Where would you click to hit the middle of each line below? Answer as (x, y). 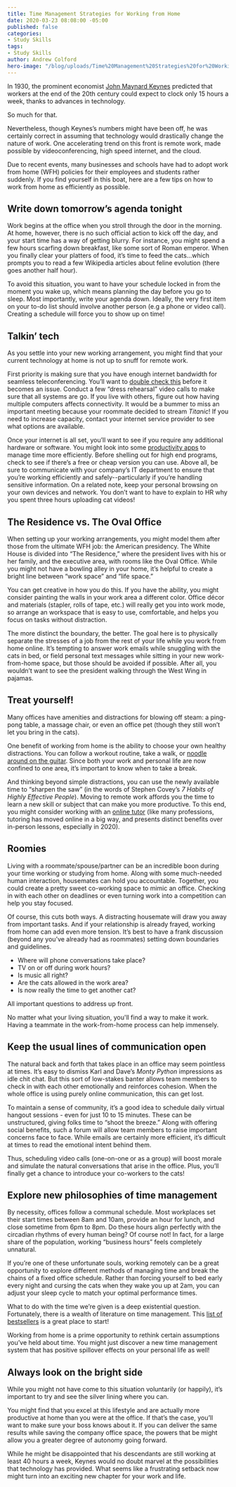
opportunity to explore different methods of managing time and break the (113, 1270)
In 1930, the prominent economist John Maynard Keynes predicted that (110, 86)
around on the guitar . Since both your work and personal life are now (107, 761)
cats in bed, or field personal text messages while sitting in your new (106, 656)
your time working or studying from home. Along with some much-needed (115, 873)
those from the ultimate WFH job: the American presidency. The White (109, 546)
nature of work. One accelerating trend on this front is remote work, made (114, 143)
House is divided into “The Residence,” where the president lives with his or (117, 554)
